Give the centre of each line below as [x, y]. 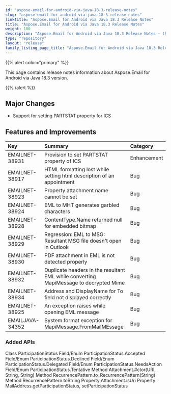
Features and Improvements [51, 132]
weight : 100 [18, 29]
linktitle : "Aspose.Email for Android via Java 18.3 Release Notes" [79, 19]
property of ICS [63, 161]
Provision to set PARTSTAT [76, 155]
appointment [59, 182]
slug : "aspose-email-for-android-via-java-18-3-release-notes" [74, 15]
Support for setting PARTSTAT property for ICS [62, 116]
